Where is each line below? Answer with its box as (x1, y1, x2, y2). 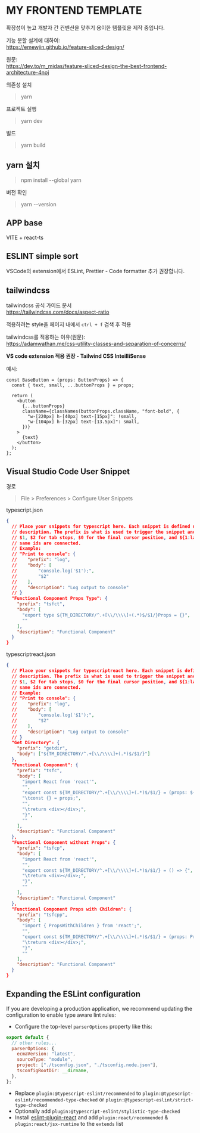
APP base (6, 218, 43, 228)
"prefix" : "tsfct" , (17, 601, 65, 607)
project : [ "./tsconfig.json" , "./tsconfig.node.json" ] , (17, 1062, 159, 1068)
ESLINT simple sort (6, 251, 79, 261)
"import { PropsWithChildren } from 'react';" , (21, 923, 143, 929)
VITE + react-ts (6, 234, 43, 241)
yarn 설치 (6, 160, 40, 171)
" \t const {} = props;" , (21, 795, 82, 801)
